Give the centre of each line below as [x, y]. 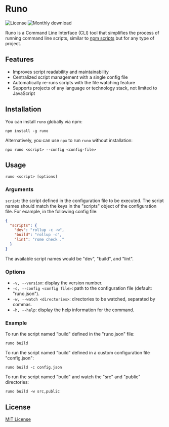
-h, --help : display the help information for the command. [73, 310]
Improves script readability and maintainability [60, 72]
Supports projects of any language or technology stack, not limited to [85, 88]
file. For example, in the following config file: [51, 211]
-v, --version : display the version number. [57, 283]
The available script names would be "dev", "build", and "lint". [70, 258]
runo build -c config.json [34, 368]
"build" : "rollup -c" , [38, 235]
